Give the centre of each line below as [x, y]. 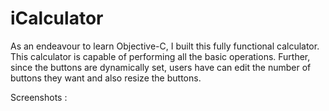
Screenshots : [39, 97]
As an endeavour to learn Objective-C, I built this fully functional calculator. [165, 46]
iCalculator [57, 18]
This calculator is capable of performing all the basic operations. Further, [160, 56]
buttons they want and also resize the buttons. [106, 78]
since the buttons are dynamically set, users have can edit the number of [161, 67]
